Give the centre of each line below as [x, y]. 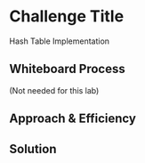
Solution [33, 149]
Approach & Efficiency [72, 119]
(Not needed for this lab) [54, 90]
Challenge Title [67, 16]
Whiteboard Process [68, 69]
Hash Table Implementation [59, 41]
